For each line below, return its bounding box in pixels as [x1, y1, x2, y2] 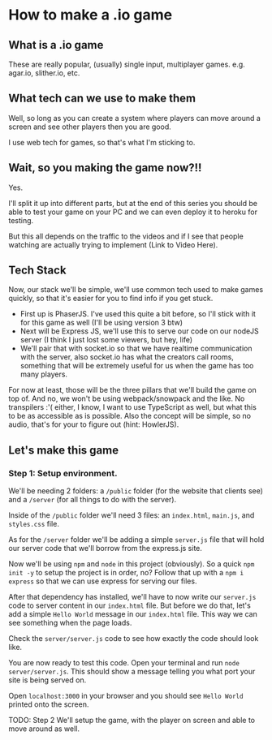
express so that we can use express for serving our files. [8, 576, 197, 586]
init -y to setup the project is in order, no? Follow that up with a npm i [8, 568, 244, 578]
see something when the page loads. [8, 618, 132, 628]
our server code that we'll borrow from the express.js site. [8, 544, 203, 553]
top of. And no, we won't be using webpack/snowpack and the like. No [8, 394, 245, 403]
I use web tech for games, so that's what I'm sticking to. [8, 137, 196, 147]
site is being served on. [8, 675, 87, 685]
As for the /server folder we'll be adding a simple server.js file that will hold [8, 535, 265, 544]
